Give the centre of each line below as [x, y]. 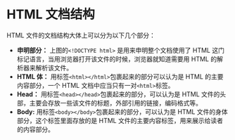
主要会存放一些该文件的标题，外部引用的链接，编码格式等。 [115, 103]
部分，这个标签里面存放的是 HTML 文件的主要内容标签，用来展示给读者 [120, 120]
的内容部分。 [35, 129]
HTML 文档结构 [51, 14]
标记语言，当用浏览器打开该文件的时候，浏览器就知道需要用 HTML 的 [117, 59]
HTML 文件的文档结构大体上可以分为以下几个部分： [81, 35]
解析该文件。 [54, 68]
